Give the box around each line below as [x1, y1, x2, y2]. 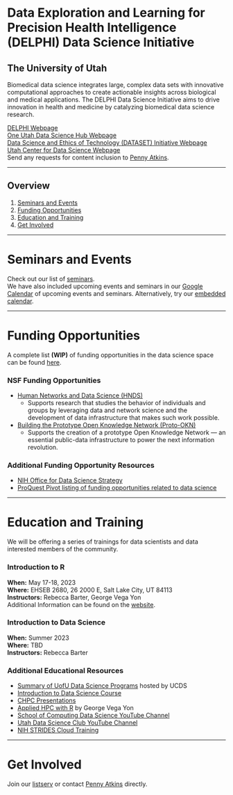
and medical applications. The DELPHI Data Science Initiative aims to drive [7, 95, 221, 104]
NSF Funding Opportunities [7, 375, 101, 385]
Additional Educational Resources [7, 666, 123, 675]
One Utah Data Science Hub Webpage [7, 131, 116, 139]
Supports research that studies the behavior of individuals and [27, 398, 206, 407]
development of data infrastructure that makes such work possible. [27, 413, 220, 422]
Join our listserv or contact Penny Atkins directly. [7, 780, 148, 788]
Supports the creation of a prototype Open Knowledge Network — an [27, 428, 226, 436]
